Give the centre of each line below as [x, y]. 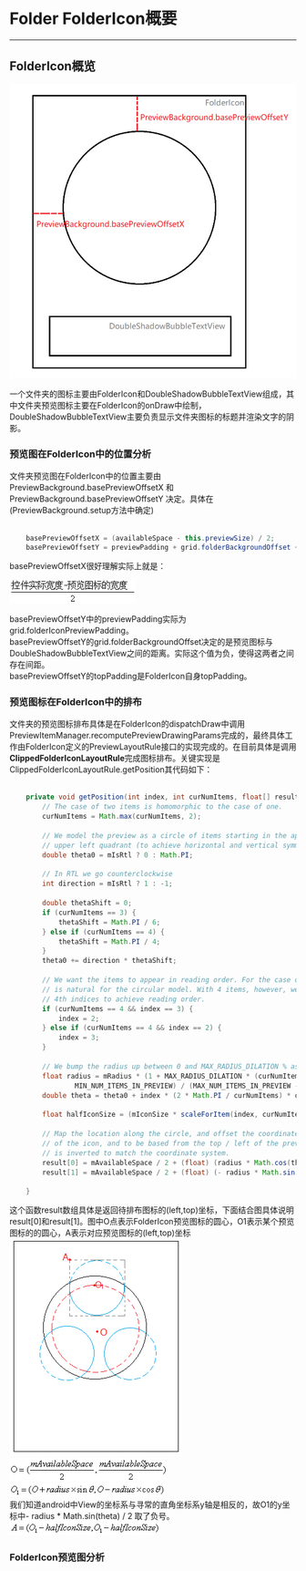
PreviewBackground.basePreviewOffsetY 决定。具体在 [112, 499]
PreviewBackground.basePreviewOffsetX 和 [92, 487]
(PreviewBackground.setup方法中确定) [82, 510]
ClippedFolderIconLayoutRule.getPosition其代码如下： [111, 769]
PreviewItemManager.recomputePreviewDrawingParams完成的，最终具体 [147, 735]
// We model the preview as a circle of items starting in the [164, 835]
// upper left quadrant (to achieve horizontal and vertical [161, 845]
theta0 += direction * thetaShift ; [110, 961]
